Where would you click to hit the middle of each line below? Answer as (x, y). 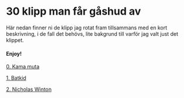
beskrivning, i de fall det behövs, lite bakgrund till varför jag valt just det (92, 33)
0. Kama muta (23, 67)
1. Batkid (16, 78)
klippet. (15, 40)
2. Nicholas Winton (29, 89)
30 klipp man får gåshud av (74, 11)
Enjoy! (14, 53)
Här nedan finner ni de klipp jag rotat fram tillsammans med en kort (87, 28)
